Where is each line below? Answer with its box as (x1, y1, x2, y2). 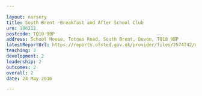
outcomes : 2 (6, 64, 36, 70)
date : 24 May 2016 (6, 76, 52, 82)
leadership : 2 (6, 58, 42, 65)
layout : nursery (6, 14, 47, 20)
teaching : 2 (6, 47, 36, 54)
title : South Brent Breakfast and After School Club (6, 19, 144, 26)
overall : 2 (6, 70, 34, 76)
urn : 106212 (6, 25, 36, 31)
